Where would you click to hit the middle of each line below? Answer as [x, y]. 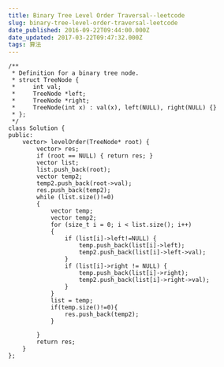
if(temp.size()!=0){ [84, 308]
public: [21, 135]
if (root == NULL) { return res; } [95, 156]
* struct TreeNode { [45, 80]
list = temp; [71, 301]
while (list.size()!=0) [75, 198]
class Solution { [37, 128]
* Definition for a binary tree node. [75, 73]
